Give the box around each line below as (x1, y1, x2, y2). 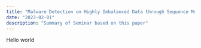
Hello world (6, 37, 35, 44)
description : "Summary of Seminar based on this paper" (6, 20, 148, 26)
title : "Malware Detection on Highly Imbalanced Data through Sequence (6, 8, 188, 15)
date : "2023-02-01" (6, 14, 55, 20)
